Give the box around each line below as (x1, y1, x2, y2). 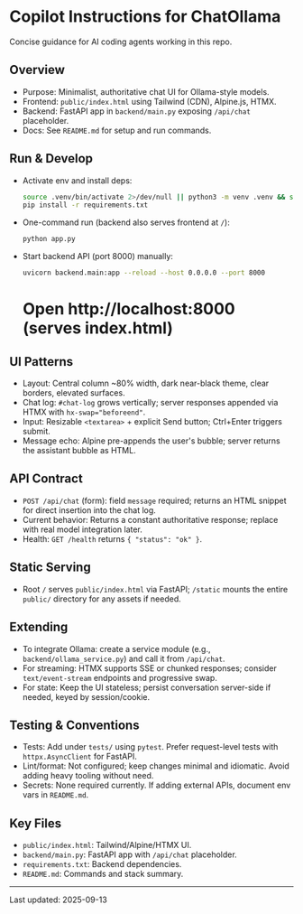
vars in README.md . (22, 789, 89, 800)
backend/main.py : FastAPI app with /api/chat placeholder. (22, 849, 237, 860)
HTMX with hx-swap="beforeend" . (22, 406, 146, 417)
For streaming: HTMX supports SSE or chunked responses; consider (22, 662, 277, 674)
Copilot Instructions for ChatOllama (9, 6, 281, 27)
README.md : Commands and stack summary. (22, 869, 184, 880)
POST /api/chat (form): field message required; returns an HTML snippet (22, 495, 287, 506)
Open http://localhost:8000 (22, 299, 236, 320)
